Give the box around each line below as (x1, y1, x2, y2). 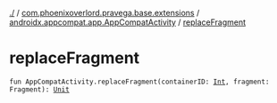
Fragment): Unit (9, 84, 70, 94)
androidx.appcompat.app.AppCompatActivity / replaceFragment (9, 17, 247, 28)
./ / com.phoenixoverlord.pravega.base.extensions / (9, 8, 200, 18)
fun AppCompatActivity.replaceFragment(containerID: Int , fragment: (9, 77, 270, 86)
